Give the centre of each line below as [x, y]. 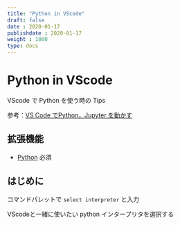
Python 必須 [34, 157]
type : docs [23, 46]
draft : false [26, 20]
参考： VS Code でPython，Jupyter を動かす [70, 115]
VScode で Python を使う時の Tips [56, 100]
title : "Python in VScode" [46, 14]
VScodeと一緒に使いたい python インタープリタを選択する [91, 214]
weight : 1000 [28, 40]
